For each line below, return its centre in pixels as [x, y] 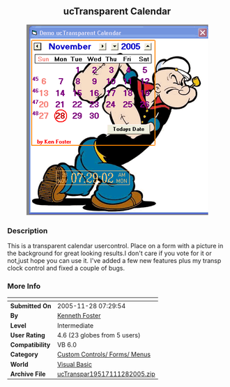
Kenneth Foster [79, 316]
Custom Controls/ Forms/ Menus [104, 354]
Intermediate [75, 325]
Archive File [28, 374]
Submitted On [31, 306]
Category [24, 354]
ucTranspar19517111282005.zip [106, 374]
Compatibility [30, 345]
